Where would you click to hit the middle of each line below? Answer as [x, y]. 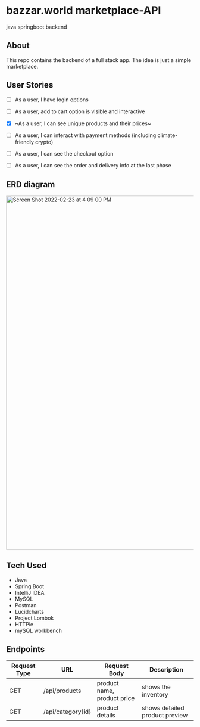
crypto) [44, 142]
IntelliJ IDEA [29, 592]
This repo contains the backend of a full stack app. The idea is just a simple [99, 60]
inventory [155, 695]
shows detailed [163, 708]
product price [116, 698]
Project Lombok [34, 618]
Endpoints [26, 649]
